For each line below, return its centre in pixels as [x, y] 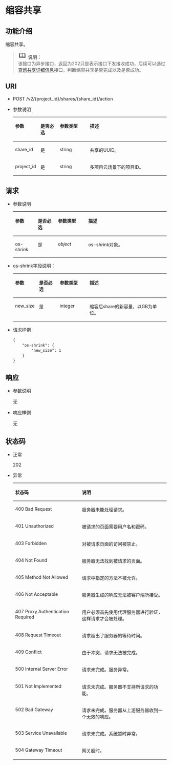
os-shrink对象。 [105, 245]
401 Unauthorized [34, 526]
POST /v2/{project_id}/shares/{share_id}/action [63, 98]
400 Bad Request [34, 509]
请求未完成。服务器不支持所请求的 [118, 687]
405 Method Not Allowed [41, 577]
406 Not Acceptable [37, 594]
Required [25, 617]
